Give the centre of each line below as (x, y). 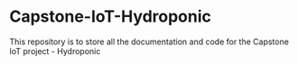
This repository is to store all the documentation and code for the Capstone (149, 42)
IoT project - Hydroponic (55, 51)
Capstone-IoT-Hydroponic (111, 17)
